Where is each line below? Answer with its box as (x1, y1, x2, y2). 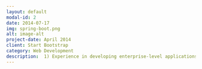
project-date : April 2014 (6, 37, 71, 43)
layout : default (6, 8, 47, 15)
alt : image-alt (6, 31, 44, 37)
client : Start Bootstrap (6, 43, 69, 49)
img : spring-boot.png (6, 25, 61, 32)
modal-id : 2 (6, 14, 36, 20)
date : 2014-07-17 (6, 20, 50, 26)
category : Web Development (6, 48, 74, 54)
